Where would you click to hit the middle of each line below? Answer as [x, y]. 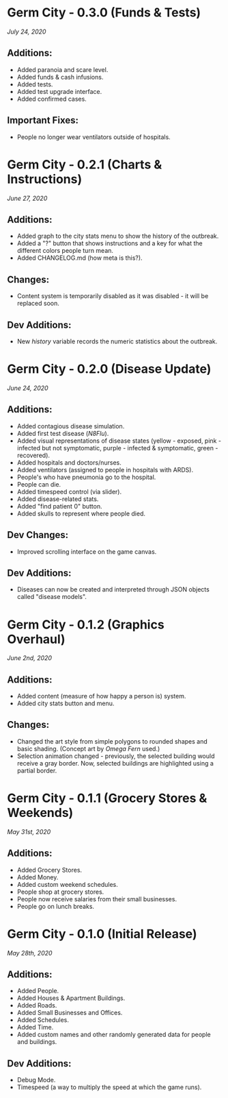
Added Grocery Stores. [49, 870]
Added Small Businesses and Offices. [70, 1013]
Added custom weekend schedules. [67, 884]
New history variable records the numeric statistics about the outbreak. [117, 341]
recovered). [33, 455]
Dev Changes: [38, 535]
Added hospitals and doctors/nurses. [69, 462]
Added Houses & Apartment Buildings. [71, 998]
